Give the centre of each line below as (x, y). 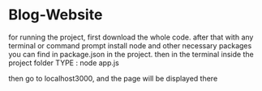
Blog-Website (56, 15)
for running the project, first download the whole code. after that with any (131, 37)
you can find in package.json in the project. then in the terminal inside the (131, 54)
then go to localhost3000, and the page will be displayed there (113, 78)
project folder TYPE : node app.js (64, 63)
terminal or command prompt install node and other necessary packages (130, 45)
